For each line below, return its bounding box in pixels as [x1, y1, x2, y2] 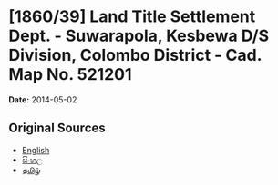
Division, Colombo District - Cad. [8, 45, 262, 65]
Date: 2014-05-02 [8, 93, 77, 105]
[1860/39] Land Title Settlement [8, 6, 256, 27]
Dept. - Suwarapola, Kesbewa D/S [8, 25, 270, 46]
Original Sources [8, 121, 106, 136]
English [21, 144, 50, 155]
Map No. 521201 [8, 64, 132, 85]
